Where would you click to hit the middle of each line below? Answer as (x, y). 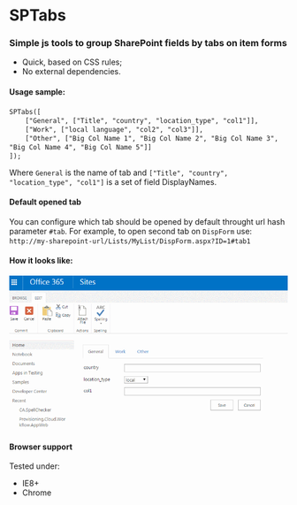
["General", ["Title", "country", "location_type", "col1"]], (142, 120)
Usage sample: (38, 92)
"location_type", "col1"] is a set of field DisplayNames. (113, 181)
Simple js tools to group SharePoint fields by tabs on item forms (148, 43)
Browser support (41, 447)
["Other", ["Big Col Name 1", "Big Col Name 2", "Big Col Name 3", (152, 138)
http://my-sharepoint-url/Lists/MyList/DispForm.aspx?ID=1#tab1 (130, 241)
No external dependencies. (71, 72)
